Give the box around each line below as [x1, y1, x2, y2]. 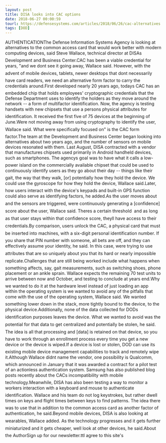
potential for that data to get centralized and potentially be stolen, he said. [5, 321, 156, 327]
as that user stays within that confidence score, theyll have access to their [5, 215, 157, 221]
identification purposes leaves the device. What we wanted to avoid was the [5, 314, 161, 320]
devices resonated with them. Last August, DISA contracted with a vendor [5, 144, 156, 150]
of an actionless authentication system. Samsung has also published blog [5, 367, 155, 373]
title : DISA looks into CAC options [5, 12, 81, 17]
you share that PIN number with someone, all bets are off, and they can [5, 238, 150, 244]
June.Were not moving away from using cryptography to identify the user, [5, 119, 156, 125]
